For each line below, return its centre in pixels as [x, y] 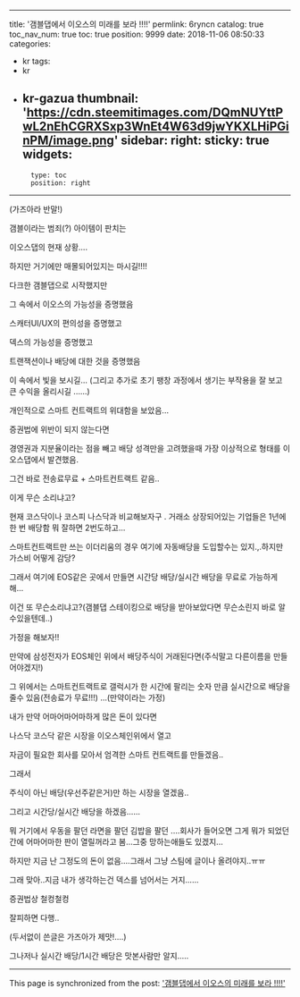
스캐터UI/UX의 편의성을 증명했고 [66, 323]
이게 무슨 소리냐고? [42, 497]
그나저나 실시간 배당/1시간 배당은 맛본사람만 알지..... [99, 955]
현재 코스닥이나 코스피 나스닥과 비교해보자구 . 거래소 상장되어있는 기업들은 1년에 [148, 516]
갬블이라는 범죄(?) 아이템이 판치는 [68, 228]
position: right [61, 183]
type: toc [49, 175]
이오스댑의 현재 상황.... [48, 247]
